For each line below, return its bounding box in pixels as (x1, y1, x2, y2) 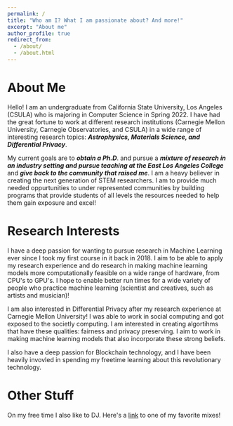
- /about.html (13, 50, 55, 57)
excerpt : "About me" (7, 23, 68, 30)
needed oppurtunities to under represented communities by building (7, 183, 205, 192)
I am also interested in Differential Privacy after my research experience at (7, 305, 222, 313)
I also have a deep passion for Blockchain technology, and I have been (7, 348, 211, 357)
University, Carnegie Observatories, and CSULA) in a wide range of (7, 125, 202, 133)
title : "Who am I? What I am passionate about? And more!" (7, 17, 184, 24)
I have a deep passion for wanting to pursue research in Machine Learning (7, 246, 222, 255)
